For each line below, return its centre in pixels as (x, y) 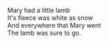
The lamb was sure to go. (44, 33)
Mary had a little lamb (39, 10)
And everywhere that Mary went (54, 25)
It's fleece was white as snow (50, 18)
